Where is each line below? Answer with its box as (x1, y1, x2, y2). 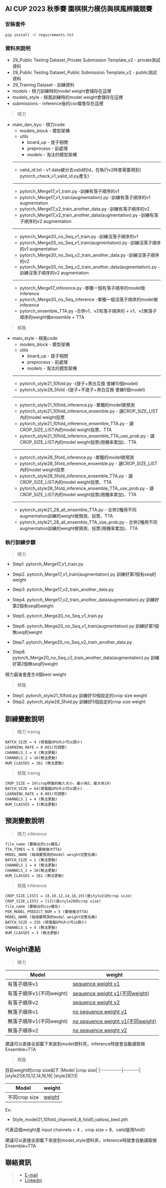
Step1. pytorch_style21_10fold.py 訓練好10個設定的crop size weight (12, 693, 147, 699)
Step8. (12, 649, 26, 655)
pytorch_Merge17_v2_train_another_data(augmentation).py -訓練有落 (19, 212, 159, 218)
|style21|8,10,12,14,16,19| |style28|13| (5, 1072, 78, 1078)
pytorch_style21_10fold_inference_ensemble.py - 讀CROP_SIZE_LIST (19, 408, 159, 414)
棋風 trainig (17, 770, 41, 776)
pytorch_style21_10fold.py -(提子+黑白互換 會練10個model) (19, 380, 138, 386)
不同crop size (7, 1094, 39, 1101)
